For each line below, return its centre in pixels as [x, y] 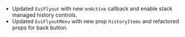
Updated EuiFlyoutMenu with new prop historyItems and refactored [96, 21]
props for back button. [40, 27]
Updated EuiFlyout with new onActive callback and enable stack [92, 9]
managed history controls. [44, 15]
